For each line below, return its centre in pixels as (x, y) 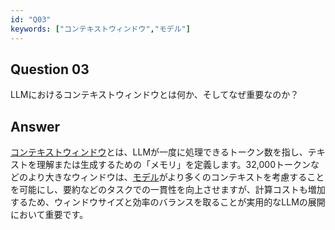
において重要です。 (49, 215)
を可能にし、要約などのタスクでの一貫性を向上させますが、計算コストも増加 (168, 190)
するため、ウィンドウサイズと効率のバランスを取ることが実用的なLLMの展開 (168, 202)
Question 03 (50, 69)
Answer (35, 126)
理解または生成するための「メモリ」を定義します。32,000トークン (173, 165)
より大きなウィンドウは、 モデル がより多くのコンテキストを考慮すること (176, 177)
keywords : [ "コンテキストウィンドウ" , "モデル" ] (100, 29)
